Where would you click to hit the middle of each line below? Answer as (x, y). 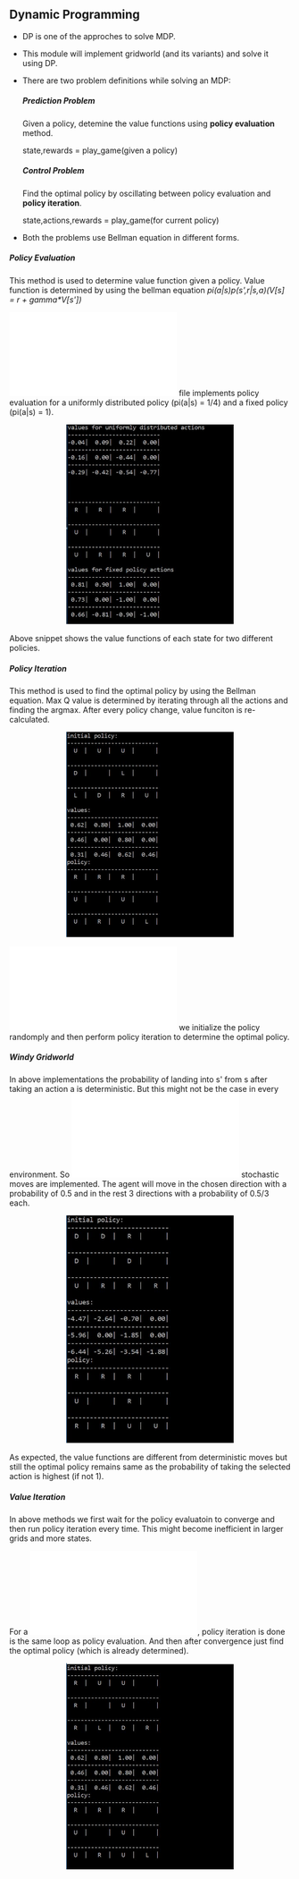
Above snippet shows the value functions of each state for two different (141, 639)
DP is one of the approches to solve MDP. (99, 36)
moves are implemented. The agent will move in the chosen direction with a (148, 1184)
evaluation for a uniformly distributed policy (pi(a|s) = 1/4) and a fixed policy (149, 402)
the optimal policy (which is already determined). (99, 1651)
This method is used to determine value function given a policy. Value (137, 280)
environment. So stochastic (144, 1174)
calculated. (30, 720)
